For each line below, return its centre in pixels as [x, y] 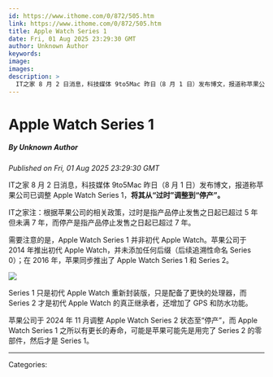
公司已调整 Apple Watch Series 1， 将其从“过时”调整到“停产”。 [120, 195]
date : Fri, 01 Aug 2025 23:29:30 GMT [72, 39]
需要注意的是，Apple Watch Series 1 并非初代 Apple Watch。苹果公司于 [128, 239]
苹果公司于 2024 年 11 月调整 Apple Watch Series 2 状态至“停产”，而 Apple [133, 320]
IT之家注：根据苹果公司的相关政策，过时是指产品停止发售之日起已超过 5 [129, 212]
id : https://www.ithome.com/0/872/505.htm [81, 16]
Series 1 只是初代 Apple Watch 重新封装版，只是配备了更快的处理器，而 [128, 292]
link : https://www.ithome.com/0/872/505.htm [85, 24]
